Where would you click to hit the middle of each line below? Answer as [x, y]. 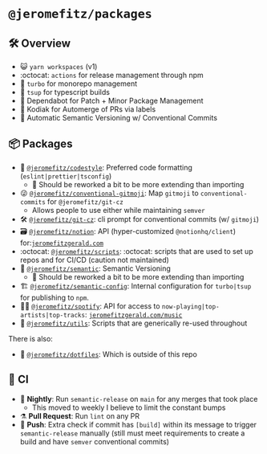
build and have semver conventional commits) [95, 441]
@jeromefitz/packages [80, 14]
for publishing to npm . [55, 297]
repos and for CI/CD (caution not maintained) [95, 260]
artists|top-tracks [53, 315]
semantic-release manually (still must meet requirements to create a [132, 433]
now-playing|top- [190, 307]
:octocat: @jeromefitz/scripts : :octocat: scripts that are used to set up [137, 251]
